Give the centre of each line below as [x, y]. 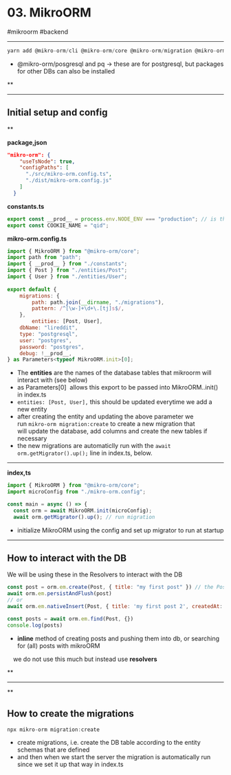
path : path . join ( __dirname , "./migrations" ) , [98, 302]
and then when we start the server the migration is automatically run [114, 757]
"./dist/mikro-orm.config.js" [68, 181]
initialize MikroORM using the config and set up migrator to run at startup [120, 530]
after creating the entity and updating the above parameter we [105, 416]
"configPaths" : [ [44, 168]
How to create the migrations [70, 714]
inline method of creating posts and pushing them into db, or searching [118, 638]
